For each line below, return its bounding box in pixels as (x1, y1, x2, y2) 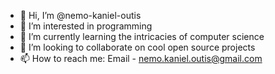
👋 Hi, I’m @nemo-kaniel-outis (19, 10, 142, 21)
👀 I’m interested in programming (19, 20, 153, 32)
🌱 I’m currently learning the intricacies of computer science (19, 31, 265, 42)
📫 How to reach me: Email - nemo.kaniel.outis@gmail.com (19, 53, 263, 64)
